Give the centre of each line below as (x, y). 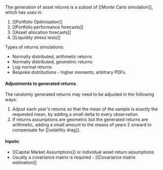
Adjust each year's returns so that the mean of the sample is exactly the (85, 109)
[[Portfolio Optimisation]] (37, 22)
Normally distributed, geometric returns (52, 62)
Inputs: (13, 141)
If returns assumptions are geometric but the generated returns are (80, 119)
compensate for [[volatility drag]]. (46, 130)
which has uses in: (24, 12)
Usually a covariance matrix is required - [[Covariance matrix (74, 157)
